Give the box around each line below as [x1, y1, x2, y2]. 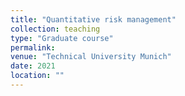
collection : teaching [10, 24, 101, 34]
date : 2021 [10, 61, 56, 71]
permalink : [10, 42, 56, 53]
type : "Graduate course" [10, 33, 114, 43]
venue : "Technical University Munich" [10, 52, 172, 62]
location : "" [10, 71, 65, 81]
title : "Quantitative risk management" [10, 14, 177, 25]
